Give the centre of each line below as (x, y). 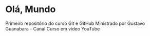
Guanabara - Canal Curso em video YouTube (53, 28)
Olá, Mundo (31, 9)
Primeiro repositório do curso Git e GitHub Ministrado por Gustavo (75, 23)
